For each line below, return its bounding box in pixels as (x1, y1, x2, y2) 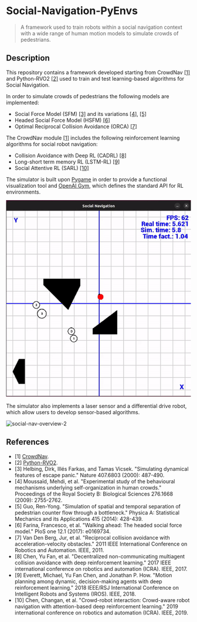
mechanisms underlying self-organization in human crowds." (14, 484, 162, 491)
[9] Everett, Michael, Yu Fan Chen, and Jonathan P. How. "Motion (14, 571, 172, 578)
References (6, 437, 49, 447)
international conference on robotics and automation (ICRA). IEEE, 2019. (14, 609, 189, 616)
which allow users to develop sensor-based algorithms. (6, 408, 140, 415)
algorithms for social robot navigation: (6, 140, 98, 148)
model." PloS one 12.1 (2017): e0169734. (14, 528, 111, 535)
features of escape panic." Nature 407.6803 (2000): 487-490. (14, 471, 165, 478)
